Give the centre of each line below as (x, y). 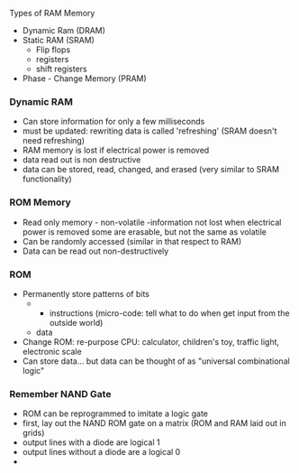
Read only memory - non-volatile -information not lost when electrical (152, 222)
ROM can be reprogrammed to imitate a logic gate (115, 413)
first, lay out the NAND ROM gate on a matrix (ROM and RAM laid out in (154, 423)
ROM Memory (41, 202)
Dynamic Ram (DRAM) (64, 30)
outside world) (76, 322)
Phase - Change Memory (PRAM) (84, 79)
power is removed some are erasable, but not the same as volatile (145, 232)
